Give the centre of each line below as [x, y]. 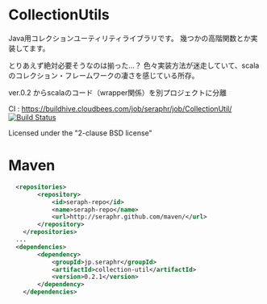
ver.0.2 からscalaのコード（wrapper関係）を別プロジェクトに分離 [118, 92]
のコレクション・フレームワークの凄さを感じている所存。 [104, 75]
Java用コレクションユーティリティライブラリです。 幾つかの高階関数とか [130, 38]
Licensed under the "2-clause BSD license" [81, 133]
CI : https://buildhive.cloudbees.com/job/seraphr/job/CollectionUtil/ [120, 108]
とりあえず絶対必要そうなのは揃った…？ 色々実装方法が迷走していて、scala [134, 65]
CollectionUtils [59, 15]
